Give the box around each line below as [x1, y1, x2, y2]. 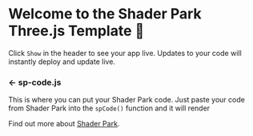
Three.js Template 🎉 [8, 22, 145, 40]
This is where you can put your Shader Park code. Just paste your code [8, 95, 246, 105]
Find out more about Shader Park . [8, 119, 120, 129]
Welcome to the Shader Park [8, 5, 202, 23]
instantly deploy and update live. [8, 57, 116, 66]
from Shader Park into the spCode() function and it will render [8, 103, 211, 113]
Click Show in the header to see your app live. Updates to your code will [8, 48, 242, 58]
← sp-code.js [8, 77, 62, 88]
